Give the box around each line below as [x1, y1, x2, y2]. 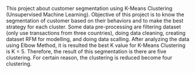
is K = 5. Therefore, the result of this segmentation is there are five [6, 48, 167, 54]
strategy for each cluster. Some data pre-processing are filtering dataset [6, 23, 182, 30]
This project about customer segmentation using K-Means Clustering [6, 5, 173, 12]
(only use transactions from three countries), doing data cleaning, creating [6, 30, 186, 36]
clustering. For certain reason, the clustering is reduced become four [6, 54, 173, 61]
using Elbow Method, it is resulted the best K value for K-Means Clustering [6, 42, 186, 49]
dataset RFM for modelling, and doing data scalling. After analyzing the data [6, 36, 190, 42]
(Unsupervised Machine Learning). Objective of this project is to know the [6, 11, 184, 18]
